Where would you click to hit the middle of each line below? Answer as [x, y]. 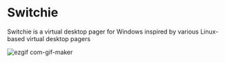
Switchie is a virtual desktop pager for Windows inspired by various [103, 32]
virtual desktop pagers [59, 38]
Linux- [209, 32]
